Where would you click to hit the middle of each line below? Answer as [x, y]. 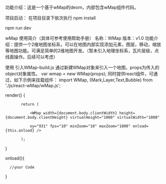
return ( [30, 104]
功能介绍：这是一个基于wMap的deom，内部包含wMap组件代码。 [72, 7]
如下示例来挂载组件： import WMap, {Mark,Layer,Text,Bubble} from [83, 80]
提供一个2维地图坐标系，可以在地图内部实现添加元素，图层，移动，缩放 [87, 44]
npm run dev [18, 28]
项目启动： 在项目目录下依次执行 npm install [50, 18]
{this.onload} [20, 131]
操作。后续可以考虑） [36, 57]
